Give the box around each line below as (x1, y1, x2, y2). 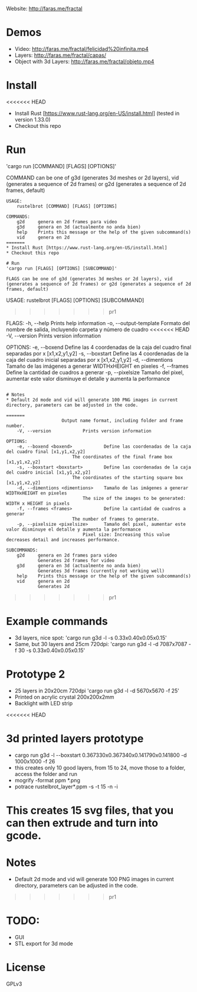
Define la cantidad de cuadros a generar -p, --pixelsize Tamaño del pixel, (6, 368, 184, 375)
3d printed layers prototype (6, 731, 144, 745)
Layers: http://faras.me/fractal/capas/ (14, 52, 107, 59)
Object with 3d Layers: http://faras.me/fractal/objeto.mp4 (14, 57, 155, 65)
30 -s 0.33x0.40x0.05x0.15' (18, 647, 86, 654)
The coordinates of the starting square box (71, 474, 183, 480)
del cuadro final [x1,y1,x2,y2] (6, 448, 86, 455)
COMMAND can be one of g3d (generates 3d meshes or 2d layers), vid (6, 174, 179, 181)
